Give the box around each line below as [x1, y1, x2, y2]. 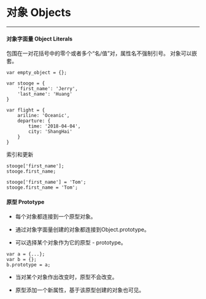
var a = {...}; [6, 251, 45, 257]
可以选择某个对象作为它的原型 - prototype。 [15, 239, 127, 246]
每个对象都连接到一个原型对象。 [15, 213, 96, 221]
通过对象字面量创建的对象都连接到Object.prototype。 [15, 226, 150, 233]
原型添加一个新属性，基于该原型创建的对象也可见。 [15, 286, 145, 294]
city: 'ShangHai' [28, 129, 72, 135]
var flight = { [6, 107, 45, 113]
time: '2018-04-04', [28, 123, 81, 129]
